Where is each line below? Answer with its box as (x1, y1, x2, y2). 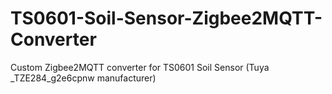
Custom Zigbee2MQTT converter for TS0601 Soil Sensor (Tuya (10, 61, 270, 73)
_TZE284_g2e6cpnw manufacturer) (10, 72, 157, 84)
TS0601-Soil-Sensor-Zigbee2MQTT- (10, 7, 323, 30)
